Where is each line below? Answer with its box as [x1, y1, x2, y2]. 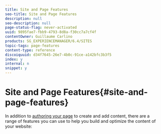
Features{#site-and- [63, 87, 148, 98]
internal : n [5, 61, 29, 66]
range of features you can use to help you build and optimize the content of [5, 118, 156, 124]
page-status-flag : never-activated [5, 25, 77, 30]
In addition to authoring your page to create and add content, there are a [5, 113, 150, 119]
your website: [5, 123, 32, 129]
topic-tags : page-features [5, 43, 60, 48]
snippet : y [5, 66, 27, 71]
